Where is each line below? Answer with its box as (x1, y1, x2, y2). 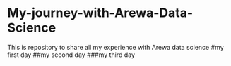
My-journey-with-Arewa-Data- (7, 5, 193, 21)
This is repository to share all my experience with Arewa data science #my (7, 43, 224, 51)
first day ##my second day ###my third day (7, 51, 136, 59)
